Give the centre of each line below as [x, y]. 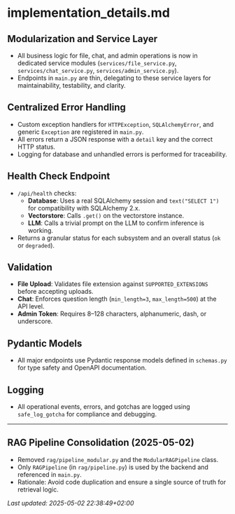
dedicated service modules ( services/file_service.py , [97, 63]
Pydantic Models [45, 343]
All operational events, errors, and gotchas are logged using [104, 407]
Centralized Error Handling [66, 108]
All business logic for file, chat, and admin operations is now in [107, 55]
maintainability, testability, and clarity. [71, 85]
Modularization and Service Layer [83, 39]
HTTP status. [36, 147]
